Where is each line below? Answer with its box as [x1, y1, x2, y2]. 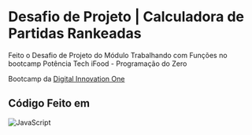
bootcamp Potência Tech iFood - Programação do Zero [8, 59, 187, 68]
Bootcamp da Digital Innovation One [8, 74, 125, 83]
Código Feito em [8, 97, 91, 110]
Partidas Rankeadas [8, 24, 142, 42]
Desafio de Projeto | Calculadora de [8, 8, 245, 26]
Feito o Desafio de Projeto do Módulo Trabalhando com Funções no [8, 50, 228, 60]
